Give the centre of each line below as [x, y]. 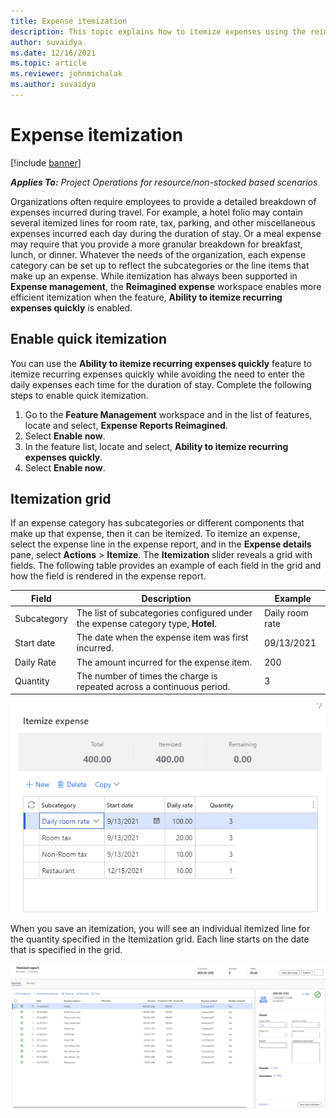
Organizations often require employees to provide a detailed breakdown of [163, 201]
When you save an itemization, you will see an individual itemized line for [160, 929]
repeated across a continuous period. [153, 686]
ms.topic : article [48, 63]
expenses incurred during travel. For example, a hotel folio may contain [156, 212]
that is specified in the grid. [66, 950]
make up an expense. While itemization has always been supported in [154, 276]
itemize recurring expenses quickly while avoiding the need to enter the [157, 374]
